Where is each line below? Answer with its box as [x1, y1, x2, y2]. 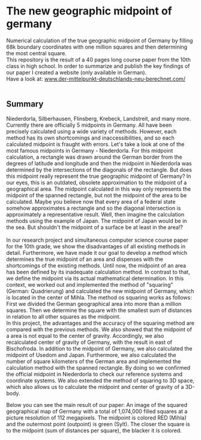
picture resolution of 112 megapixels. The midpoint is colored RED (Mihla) [6, 414, 187, 421]
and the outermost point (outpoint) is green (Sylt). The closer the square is [6, 420, 190, 427]
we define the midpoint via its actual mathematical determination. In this [6, 275, 184, 282]
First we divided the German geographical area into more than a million [6, 300, 182, 307]
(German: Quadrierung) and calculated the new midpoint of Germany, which [6, 287, 194, 295]
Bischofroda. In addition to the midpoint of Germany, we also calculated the [6, 344, 193, 352]
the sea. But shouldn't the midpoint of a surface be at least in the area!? [6, 224, 183, 231]
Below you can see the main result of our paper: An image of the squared [6, 401, 188, 408]
